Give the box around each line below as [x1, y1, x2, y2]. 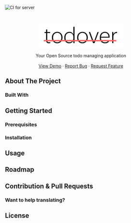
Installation [5, 134, 32, 141]
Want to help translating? [5, 196, 65, 203]
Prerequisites [5, 121, 37, 128]
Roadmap [5, 165, 35, 174]
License [5, 211, 29, 220]
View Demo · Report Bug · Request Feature [38, 63, 124, 69]
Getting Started [5, 107, 52, 115]
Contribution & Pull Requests [5, 182, 93, 190]
